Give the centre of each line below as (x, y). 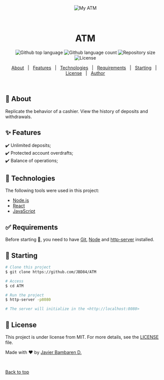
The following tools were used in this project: (52, 191)
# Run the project (25, 295)
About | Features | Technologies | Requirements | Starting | (84, 68)
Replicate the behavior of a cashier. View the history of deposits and (77, 111)
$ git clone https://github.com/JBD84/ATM (51, 272)
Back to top (17, 372)
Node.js (21, 200)
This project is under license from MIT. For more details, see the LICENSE (82, 337)
